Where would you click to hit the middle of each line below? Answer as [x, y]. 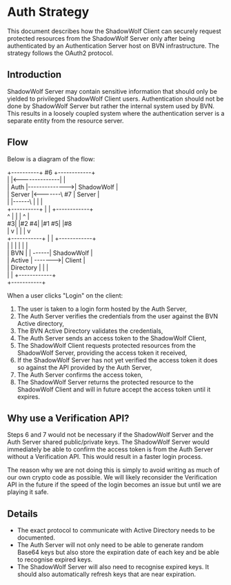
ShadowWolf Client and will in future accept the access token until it [114, 389]
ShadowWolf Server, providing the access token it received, [102, 353]
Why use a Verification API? [68, 418]
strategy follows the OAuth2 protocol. [60, 53]
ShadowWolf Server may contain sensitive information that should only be [112, 91]
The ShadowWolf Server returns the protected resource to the [106, 382]
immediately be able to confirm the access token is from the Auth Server [110, 449]
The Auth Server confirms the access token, [80, 374]
